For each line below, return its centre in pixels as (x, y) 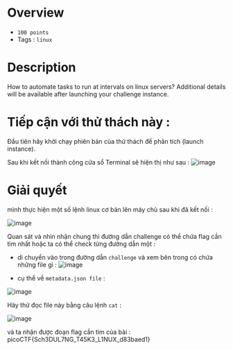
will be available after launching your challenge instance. (88, 94)
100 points (33, 33)
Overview (36, 13)
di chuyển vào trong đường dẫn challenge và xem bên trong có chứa (115, 257)
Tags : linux (35, 39)
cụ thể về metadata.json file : (61, 278)
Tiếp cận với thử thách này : (89, 122)
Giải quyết (37, 190)
